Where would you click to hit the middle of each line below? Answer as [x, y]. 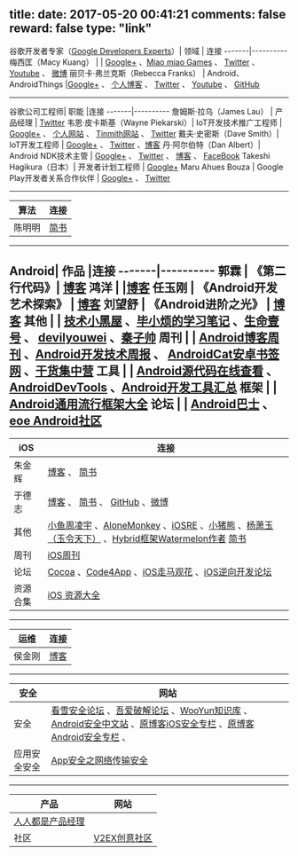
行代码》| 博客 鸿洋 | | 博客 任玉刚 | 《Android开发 [143, 288]
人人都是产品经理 [50, 821]
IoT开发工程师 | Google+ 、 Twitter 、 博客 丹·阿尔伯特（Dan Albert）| [135, 145]
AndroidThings [36, 84]
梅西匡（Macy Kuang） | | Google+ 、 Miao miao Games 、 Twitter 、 [134, 62]
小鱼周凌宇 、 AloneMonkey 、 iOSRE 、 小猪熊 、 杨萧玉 [160, 525]
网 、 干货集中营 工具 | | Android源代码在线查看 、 [144, 371]
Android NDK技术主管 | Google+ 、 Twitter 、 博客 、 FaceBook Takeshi [140, 155]
